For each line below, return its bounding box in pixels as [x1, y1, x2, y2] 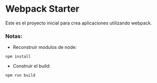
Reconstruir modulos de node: [12, 44, 77, 50]
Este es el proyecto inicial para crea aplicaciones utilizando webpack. [5, 20, 152, 26]
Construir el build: [12, 63, 51, 69]
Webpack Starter [5, 3, 80, 15]
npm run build [5, 73, 36, 78]
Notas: [5, 33, 23, 40]
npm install [5, 54, 31, 59]
